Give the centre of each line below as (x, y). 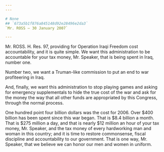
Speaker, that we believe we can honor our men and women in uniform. (79, 145)
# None (12, 19)
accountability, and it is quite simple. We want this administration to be (78, 52)
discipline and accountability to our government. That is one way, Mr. (76, 139)
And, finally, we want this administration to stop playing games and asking (81, 87)
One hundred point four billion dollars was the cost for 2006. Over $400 (79, 113)
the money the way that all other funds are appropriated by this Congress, (81, 98)
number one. (18, 62)
